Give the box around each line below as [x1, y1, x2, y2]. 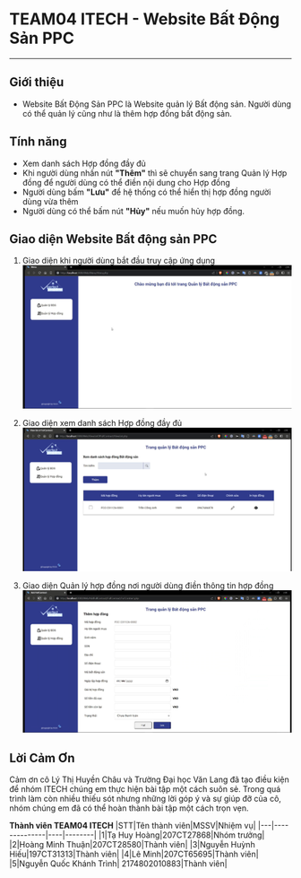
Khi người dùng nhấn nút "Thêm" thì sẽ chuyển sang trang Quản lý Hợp [21, 167, 288, 178]
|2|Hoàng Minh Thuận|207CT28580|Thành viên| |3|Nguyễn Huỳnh [9, 839, 255, 849]
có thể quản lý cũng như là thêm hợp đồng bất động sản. [21, 108, 233, 118]
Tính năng [9, 135, 67, 150]
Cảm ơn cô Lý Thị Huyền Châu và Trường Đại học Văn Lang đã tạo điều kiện [9, 774, 289, 785]
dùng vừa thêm [21, 196, 79, 206]
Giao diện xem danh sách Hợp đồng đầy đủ [21, 418, 183, 429]
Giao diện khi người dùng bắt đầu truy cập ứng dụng [21, 256, 216, 266]
